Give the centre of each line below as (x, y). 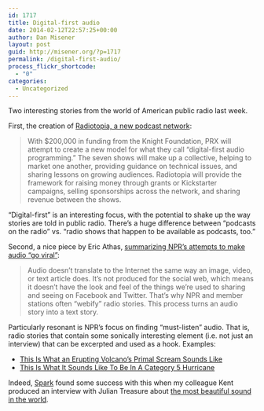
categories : (27, 81)
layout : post (29, 45)
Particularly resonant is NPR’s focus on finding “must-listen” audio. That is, (129, 328)
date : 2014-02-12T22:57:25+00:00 (63, 30)
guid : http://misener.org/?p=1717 (65, 52)
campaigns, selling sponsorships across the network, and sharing (134, 191)
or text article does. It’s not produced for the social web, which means (140, 279)
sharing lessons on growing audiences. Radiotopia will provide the (134, 174)
